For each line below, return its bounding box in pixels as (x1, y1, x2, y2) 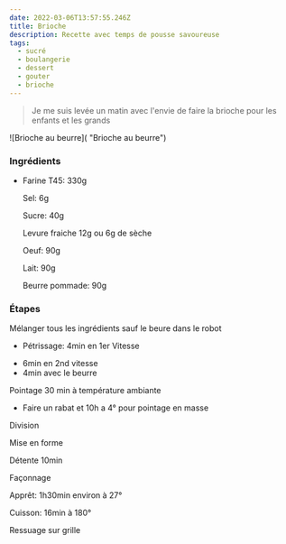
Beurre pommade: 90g (22, 280, 107, 290)
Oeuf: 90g (22, 244, 61, 255)
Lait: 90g (22, 263, 56, 273)
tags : (9, 38, 30, 48)
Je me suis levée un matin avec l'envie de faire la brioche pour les (31, 105, 277, 115)
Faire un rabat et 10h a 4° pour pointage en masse (22, 402, 209, 413)
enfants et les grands (31, 115, 111, 125)
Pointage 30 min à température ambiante (9, 385, 161, 396)
